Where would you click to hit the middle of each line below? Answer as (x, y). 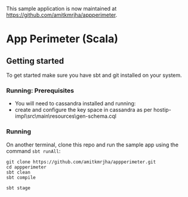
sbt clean (19, 172)
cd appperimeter (26, 167)
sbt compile (21, 177)
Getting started (35, 61)
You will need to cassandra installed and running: (75, 104)
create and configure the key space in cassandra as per (83, 110)
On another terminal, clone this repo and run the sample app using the (93, 145)
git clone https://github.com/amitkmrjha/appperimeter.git (81, 162)
